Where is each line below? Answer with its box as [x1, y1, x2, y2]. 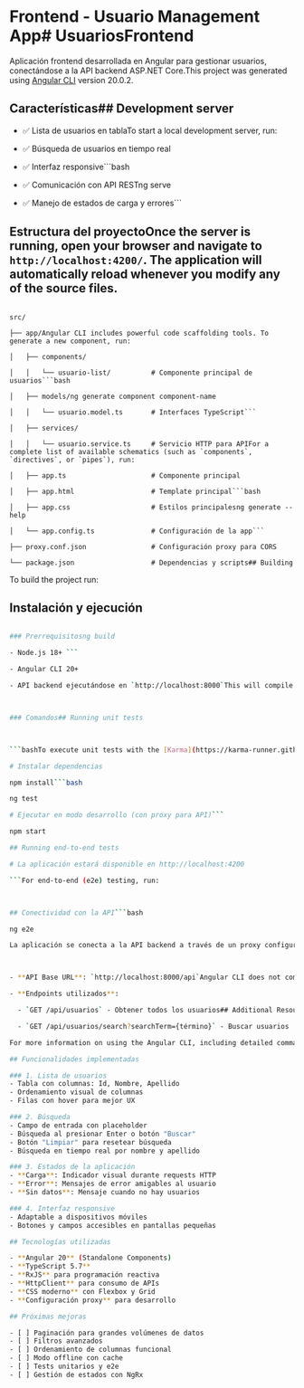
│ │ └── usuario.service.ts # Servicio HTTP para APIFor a [9, 439, 270, 449]
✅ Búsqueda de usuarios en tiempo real [22, 143, 172, 154]
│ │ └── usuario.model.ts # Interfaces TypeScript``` [9, 407, 257, 417]
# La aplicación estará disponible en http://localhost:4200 [9, 860, 245, 869]
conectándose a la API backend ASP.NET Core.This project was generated [9, 65, 288, 76]
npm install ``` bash [9, 778, 83, 787]
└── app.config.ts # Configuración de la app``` [25, 527, 265, 536]
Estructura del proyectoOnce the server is [9, 224, 252, 240]
